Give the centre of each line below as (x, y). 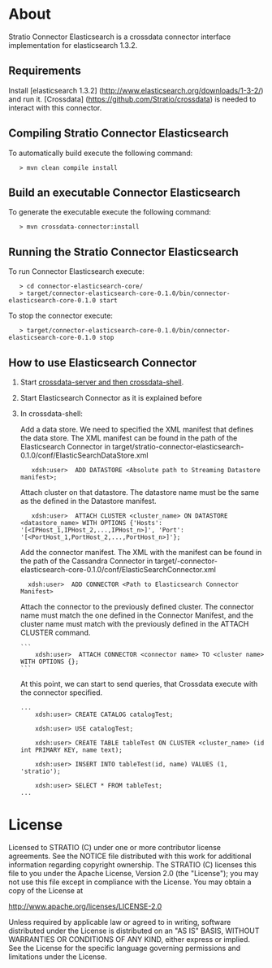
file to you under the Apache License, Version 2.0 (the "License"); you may (134, 873)
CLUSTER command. (55, 632)
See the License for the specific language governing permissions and (125, 948)
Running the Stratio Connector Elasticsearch (124, 252)
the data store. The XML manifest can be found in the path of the (129, 438)
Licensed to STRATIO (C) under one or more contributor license (115, 847)
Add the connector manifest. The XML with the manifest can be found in (141, 552)
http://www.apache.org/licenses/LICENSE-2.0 (85, 906)
